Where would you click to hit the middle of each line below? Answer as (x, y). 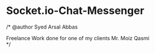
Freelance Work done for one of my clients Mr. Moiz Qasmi (78, 38)
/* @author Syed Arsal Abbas (42, 27)
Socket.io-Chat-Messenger (75, 11)
